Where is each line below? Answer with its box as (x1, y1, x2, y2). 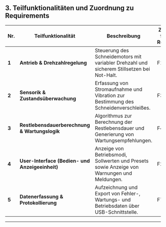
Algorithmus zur (94, 112, 132, 119)
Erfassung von (94, 79, 128, 86)
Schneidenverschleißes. (94, 104, 151, 111)
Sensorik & (19, 89, 46, 96)
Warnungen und (94, 170, 132, 177)
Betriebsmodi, (94, 151, 127, 158)
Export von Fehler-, (94, 190, 141, 197)
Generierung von (94, 131, 134, 138)
